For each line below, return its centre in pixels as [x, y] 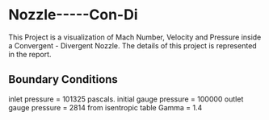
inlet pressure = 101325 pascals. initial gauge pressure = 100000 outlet [126, 99]
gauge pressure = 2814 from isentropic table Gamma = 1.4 [105, 107]
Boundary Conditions [63, 79]
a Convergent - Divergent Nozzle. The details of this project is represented [132, 45]
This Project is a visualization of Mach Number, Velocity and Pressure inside [135, 37]
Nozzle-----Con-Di [74, 15]
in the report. [30, 54]
